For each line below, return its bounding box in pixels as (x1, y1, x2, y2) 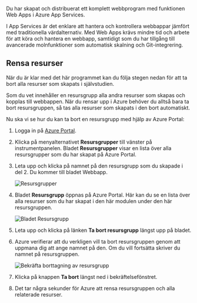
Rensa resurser (6, 58, 64, 68)
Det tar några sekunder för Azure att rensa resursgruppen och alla (14, 285, 175, 292)
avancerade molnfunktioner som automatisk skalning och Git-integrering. (6, 41, 183, 48)
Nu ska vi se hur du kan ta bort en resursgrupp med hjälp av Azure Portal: (6, 115, 185, 122)
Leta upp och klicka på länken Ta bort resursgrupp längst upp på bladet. (14, 227, 192, 234)
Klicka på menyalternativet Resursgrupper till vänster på (14, 138, 152, 145)
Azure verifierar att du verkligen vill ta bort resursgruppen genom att (14, 238, 181, 245)
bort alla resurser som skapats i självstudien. (6, 80, 115, 87)
